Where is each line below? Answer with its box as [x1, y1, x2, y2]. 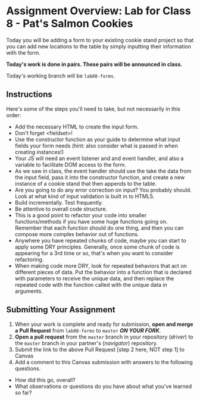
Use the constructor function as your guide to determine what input [14, 136, 180, 143]
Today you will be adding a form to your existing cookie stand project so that [6, 36, 194, 43]
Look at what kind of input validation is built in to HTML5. [14, 192, 155, 200]
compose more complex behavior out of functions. [14, 230, 139, 237]
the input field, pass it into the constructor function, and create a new [14, 174, 185, 181]
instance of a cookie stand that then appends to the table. [14, 180, 157, 187]
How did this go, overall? [14, 376, 76, 383]
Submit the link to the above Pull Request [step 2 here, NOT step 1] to [14, 346, 185, 353]
